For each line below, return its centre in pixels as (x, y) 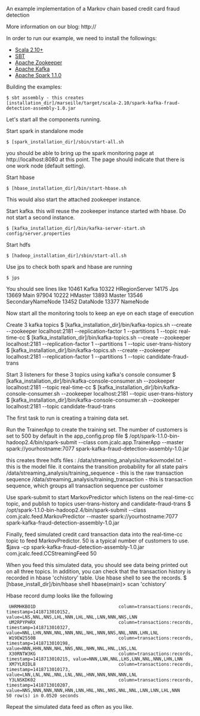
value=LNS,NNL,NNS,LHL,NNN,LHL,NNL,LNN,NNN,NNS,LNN (72, 617)
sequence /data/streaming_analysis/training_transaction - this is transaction (99, 479)
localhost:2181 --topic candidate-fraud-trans (61, 406)
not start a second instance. (41, 217)
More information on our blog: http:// (51, 27)
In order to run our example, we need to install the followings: (81, 38)
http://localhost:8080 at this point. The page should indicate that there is (96, 159)
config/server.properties (38, 233)
